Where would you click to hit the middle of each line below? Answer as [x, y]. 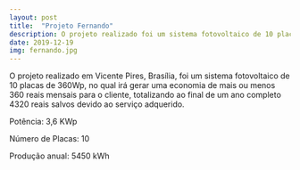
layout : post [33, 17]
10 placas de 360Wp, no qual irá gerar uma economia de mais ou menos [142, 85]
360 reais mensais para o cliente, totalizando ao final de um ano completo [145, 95]
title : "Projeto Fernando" [62, 26]
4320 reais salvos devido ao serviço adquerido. [97, 104]
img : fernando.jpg [43, 51]
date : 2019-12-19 [42, 42]
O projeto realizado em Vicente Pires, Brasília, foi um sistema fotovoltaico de [150, 76]
